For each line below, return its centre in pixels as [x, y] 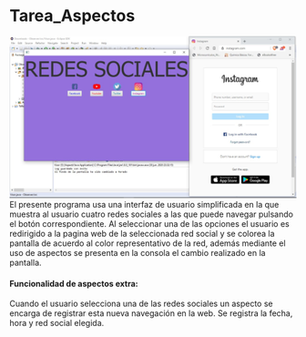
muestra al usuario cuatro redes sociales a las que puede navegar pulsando [152, 214]
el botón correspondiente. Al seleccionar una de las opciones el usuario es [149, 223]
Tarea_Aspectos [72, 16]
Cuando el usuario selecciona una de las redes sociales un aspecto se [141, 304]
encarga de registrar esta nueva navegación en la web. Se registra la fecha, [151, 313]
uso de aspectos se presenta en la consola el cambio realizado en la [138, 252]
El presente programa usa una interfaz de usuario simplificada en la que [144, 204]
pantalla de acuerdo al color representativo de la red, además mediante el [148, 243]
